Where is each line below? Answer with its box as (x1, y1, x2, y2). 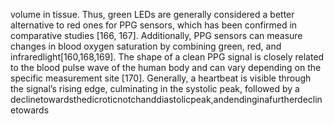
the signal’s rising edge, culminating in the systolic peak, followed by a (10, 83, 300, 94)
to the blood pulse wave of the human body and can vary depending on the (10, 62, 322, 73)
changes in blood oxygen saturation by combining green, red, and (10, 40, 282, 52)
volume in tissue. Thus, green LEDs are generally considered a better (10, 9, 295, 20)
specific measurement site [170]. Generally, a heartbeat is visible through (10, 72, 312, 84)
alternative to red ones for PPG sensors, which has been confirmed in (10, 19, 298, 31)
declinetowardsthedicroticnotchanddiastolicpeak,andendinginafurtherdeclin (10, 94, 323, 105)
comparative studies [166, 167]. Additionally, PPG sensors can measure (10, 30, 303, 41)
